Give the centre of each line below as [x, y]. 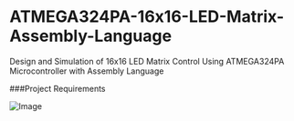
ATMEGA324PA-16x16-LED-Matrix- [147, 17]
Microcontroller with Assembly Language [87, 71]
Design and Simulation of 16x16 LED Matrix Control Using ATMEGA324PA [147, 61]
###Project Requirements [58, 88]
